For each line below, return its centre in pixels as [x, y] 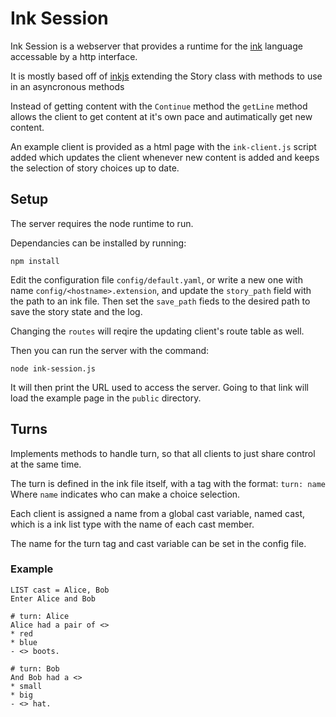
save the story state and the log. [76, 311]
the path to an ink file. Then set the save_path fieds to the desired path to [160, 301]
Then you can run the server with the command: [110, 350]
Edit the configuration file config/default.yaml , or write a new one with [156, 279]
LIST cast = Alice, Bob [60, 590]
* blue [24, 642]
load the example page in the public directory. [106, 398]
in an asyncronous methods [67, 86]
